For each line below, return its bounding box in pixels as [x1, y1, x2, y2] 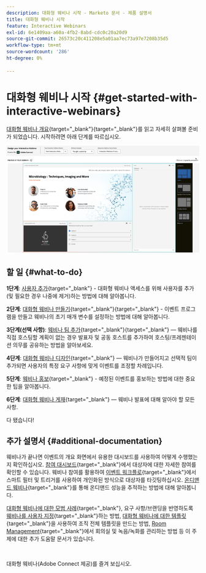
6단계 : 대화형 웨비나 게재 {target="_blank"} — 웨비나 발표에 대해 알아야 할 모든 [6, 395, 195, 403]
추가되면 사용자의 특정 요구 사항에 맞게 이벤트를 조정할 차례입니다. [6, 362, 164, 369]
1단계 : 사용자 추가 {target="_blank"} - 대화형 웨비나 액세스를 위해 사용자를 [6, 284, 183, 292]
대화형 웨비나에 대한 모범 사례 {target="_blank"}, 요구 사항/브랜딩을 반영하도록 [6, 504, 194, 512]
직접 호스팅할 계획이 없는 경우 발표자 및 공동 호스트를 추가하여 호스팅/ [6, 333, 172, 341]
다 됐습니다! [6, 416, 35, 423]
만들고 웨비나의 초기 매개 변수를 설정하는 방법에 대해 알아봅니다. [17, 313, 170, 320]
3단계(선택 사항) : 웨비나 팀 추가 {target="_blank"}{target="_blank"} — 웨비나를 [6, 325, 198, 333]
